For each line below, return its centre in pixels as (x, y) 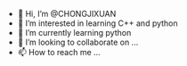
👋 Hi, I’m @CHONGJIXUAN (67, 14)
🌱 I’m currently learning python (74, 33)
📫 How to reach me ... (59, 52)
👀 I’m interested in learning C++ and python (98, 23)
